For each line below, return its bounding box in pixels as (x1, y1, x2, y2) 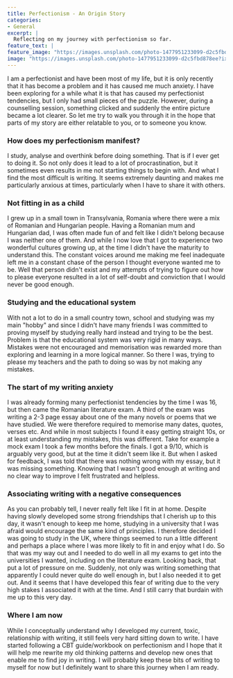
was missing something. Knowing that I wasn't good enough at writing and (7, 464, 221, 472)
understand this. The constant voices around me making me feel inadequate (7, 251, 225, 259)
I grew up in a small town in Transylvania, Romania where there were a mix (7, 214, 221, 223)
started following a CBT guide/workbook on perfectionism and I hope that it (7, 641, 223, 649)
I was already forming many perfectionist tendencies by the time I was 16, (7, 398, 217, 406)
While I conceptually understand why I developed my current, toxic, (7, 626, 200, 634)
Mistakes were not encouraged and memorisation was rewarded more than (7, 342, 222, 351)
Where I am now (7, 611, 63, 620)
